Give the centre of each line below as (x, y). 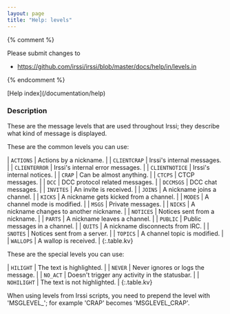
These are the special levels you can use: (66, 254)
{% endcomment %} (36, 79)
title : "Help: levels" (40, 20)
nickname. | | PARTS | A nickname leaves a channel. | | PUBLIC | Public (104, 219)
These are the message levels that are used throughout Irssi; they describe (114, 126)
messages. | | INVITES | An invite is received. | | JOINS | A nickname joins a (112, 189)
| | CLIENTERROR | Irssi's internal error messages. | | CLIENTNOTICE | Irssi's (108, 167)
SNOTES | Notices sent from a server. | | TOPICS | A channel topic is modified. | (115, 233)
